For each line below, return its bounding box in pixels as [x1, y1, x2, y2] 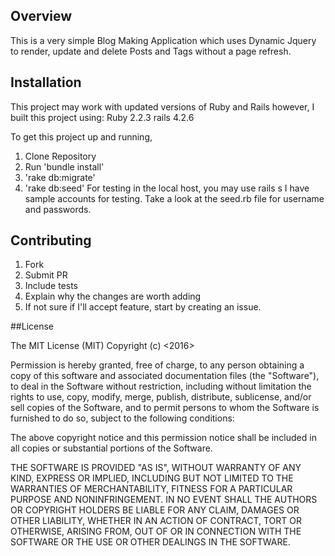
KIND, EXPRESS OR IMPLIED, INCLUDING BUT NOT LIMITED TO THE [10, 472, 294, 484]
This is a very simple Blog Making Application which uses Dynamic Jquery [10, 34, 317, 46]
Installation [10, 74, 82, 91]
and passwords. [24, 203, 92, 215]
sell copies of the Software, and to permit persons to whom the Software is [10, 402, 320, 414]
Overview [10, 8, 73, 25]
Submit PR [24, 269, 68, 281]
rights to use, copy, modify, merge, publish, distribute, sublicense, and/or [10, 391, 312, 403]
